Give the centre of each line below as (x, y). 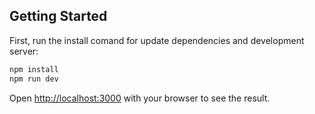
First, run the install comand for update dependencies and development (157, 40)
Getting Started (58, 16)
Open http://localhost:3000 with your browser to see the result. (140, 98)
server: (24, 51)
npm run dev (34, 79)
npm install (34, 69)
